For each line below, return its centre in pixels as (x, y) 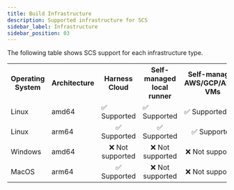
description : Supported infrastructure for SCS (78, 20)
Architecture (73, 83)
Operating (28, 79)
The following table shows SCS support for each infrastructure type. (105, 53)
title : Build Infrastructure (49, 14)
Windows (26, 152)
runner (160, 96)
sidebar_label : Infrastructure (53, 26)
